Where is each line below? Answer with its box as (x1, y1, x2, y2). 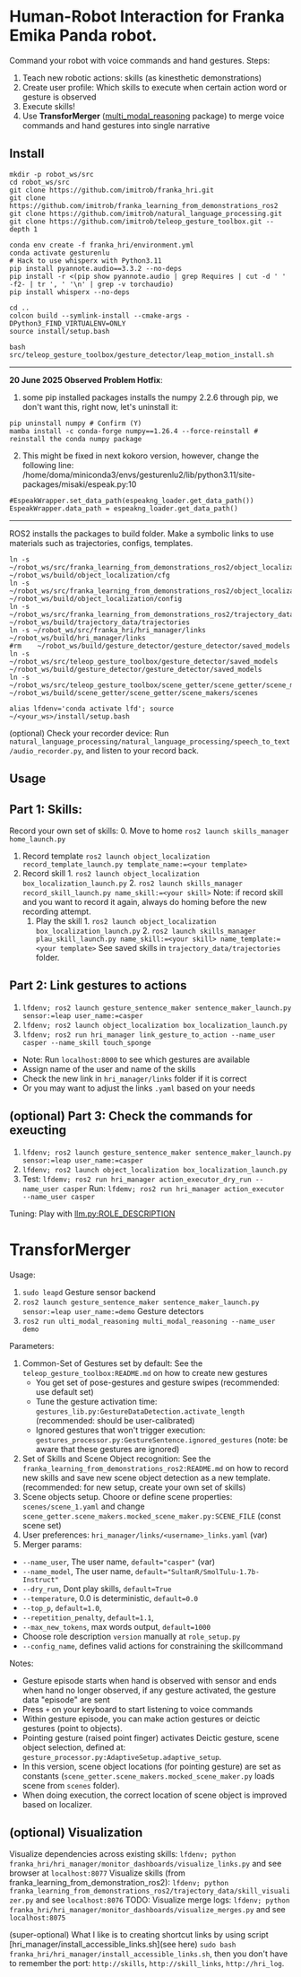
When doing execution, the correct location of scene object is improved (21, 1790, 288, 1800)
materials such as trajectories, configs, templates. (9, 537, 193, 548)
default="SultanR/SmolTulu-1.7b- (134, 1567, 260, 1576)
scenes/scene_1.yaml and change (21, 1501, 145, 1511)
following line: (21, 459, 74, 470)
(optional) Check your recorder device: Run (9, 727, 169, 738)
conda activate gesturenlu (9, 248, 110, 257)
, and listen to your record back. (81, 745, 200, 755)
